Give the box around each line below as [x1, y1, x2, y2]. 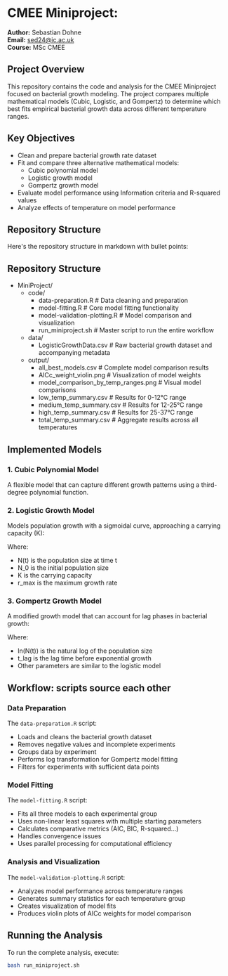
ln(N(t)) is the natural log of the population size [17, 646, 153, 655]
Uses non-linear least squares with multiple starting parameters [17, 817, 202, 826]
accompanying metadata [38, 349, 111, 357]
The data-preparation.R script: [7, 719, 97, 728]
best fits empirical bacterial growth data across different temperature [7, 104, 207, 113]
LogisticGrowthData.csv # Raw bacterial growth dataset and [38, 341, 213, 349]
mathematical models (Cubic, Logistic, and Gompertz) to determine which [7, 97, 221, 105]
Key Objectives [7, 132, 75, 145]
